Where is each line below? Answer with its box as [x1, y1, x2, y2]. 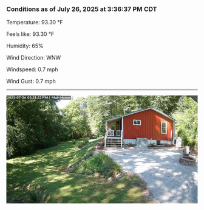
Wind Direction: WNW [6, 54, 61, 61]
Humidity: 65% [6, 42, 44, 50]
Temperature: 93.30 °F [6, 19, 63, 26]
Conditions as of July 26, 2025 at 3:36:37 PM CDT [6, 5, 157, 13]
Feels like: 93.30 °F [6, 30, 55, 38]
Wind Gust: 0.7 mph [6, 78, 56, 85]
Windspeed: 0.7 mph [6, 66, 59, 73]
